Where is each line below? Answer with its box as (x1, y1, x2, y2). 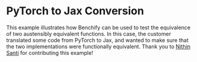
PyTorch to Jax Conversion (6, 4, 145, 18)
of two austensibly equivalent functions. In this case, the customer (6, 30, 172, 37)
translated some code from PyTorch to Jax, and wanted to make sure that (6, 36, 189, 44)
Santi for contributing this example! (6, 49, 93, 56)
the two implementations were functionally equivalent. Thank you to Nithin (6, 43, 191, 50)
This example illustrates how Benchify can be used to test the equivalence (6, 24, 191, 31)
